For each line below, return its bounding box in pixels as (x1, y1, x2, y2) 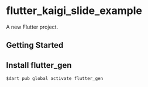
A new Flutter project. (6, 23, 58, 30)
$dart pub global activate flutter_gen (6, 76, 104, 82)
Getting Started (6, 40, 64, 50)
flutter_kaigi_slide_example (6, 4, 142, 18)
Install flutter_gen (6, 60, 72, 70)
